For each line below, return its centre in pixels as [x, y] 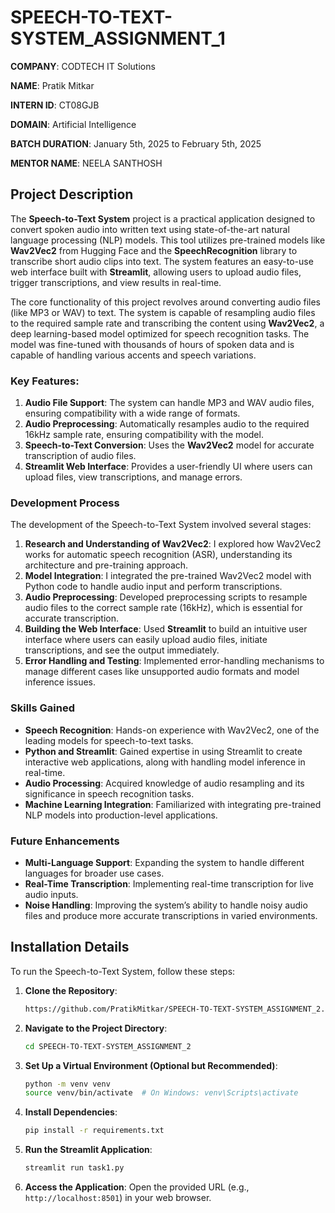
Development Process [65, 503]
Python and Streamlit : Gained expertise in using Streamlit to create [163, 751]
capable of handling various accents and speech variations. [133, 355]
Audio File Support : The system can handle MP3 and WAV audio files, [169, 403]
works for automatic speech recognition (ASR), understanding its [158, 555]
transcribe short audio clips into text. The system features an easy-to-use [162, 261]
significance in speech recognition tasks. [109, 793]
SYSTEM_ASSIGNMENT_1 [118, 38]
